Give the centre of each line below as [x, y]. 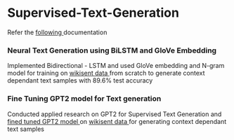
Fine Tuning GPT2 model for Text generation [84, 99]
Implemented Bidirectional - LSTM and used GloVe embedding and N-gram [116, 66]
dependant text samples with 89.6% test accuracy [80, 80]
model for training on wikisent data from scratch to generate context [106, 73]
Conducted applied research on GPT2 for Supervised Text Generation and [115, 114]
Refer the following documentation [57, 32]
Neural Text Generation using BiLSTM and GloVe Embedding [112, 50]
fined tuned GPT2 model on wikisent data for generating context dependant [117, 121]
